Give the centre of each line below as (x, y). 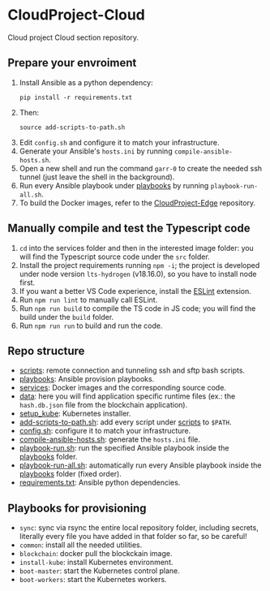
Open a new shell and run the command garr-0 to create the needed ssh (141, 168)
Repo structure (46, 351)
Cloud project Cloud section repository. (73, 37)
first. (27, 283)
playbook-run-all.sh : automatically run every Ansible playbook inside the (140, 465)
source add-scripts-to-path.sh (72, 127)
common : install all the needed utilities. (81, 545)
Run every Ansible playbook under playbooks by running (114, 185)
